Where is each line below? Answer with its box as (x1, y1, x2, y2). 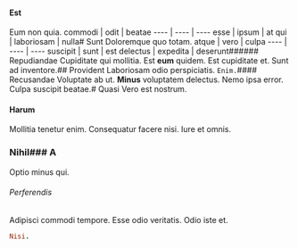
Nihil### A (9, 146, 56, 159)
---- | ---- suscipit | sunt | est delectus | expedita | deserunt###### (9, 45, 259, 57)
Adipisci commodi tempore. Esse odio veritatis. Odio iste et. (9, 214, 228, 225)
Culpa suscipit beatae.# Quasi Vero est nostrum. (9, 84, 187, 95)
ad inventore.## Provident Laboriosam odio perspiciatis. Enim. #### (9, 65, 257, 76)
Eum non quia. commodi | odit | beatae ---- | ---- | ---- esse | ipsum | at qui (9, 27, 287, 37)
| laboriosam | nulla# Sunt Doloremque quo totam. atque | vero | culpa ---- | (9, 37, 287, 47)
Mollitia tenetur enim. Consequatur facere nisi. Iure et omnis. (9, 124, 232, 135)
